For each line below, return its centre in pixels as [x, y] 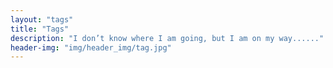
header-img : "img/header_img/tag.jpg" [91, 47]
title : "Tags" [40, 29]
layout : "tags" [42, 19]
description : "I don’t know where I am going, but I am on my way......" [167, 38]
